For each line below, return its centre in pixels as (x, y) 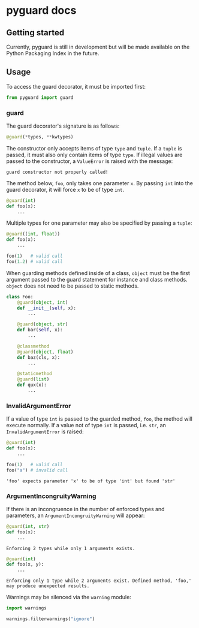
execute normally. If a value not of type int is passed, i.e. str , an (86, 425)
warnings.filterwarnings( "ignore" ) (51, 619)
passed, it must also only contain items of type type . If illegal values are (94, 155)
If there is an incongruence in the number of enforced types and (85, 509)
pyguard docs (41, 10)
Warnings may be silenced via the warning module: (69, 597)
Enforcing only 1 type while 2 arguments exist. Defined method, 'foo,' (99, 581)
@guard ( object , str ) (43, 324)
